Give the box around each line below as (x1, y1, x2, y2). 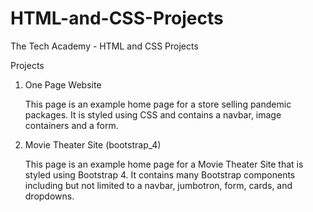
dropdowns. (24, 190, 75, 202)
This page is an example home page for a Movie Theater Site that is (24, 158, 304, 170)
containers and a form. (24, 119, 119, 131)
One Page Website (24, 78, 102, 91)
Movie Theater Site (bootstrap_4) (24, 138, 162, 151)
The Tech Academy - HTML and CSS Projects (10, 40, 199, 52)
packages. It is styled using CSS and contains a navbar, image (24, 108, 282, 121)
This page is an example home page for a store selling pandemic (24, 98, 292, 110)
